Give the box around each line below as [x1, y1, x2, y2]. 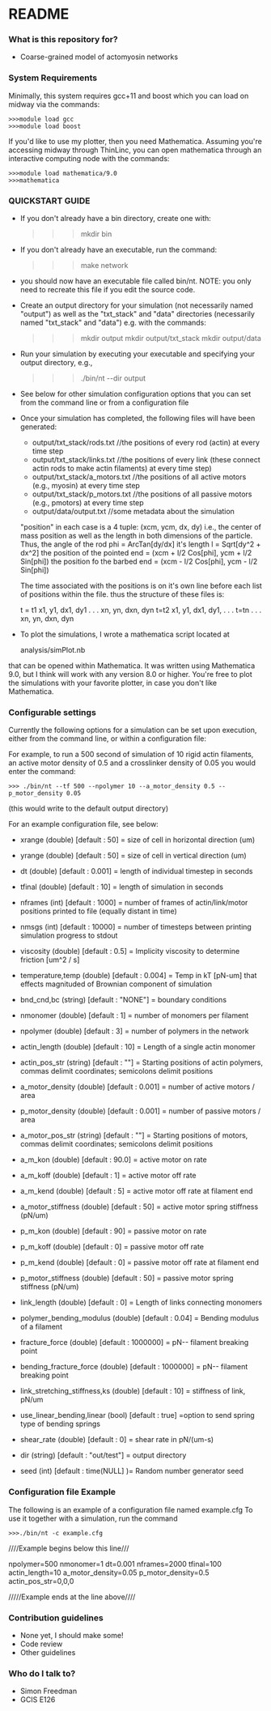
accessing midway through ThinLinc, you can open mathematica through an [8, 145, 262, 155]
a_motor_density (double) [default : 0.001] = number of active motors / [19, 1082, 255, 1092]
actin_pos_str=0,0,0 [8, 1576, 74, 1585]
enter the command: [8, 767, 76, 777]
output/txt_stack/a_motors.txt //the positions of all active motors [32, 472, 247, 482]
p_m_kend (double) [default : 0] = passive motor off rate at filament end [19, 1258, 260, 1267]
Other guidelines [19, 1647, 76, 1657]
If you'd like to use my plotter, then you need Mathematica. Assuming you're [8, 136, 263, 146]
